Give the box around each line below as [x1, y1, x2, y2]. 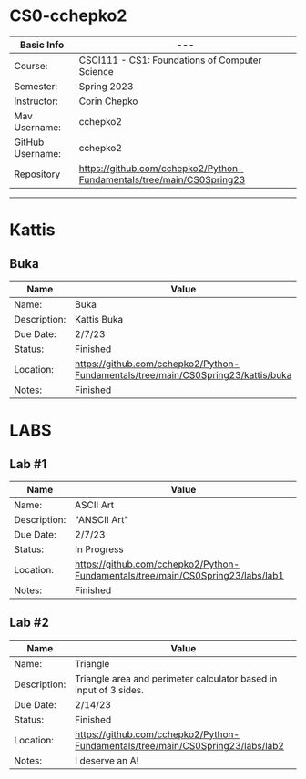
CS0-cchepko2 [9, 5, 127, 26]
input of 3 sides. [74, 683, 144, 696]
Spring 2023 [78, 79, 134, 92]
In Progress [74, 543, 125, 556]
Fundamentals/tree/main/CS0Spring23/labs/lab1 [74, 569, 285, 581]
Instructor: [14, 95, 59, 108]
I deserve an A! [74, 753, 139, 766]
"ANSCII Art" [74, 513, 129, 526]
